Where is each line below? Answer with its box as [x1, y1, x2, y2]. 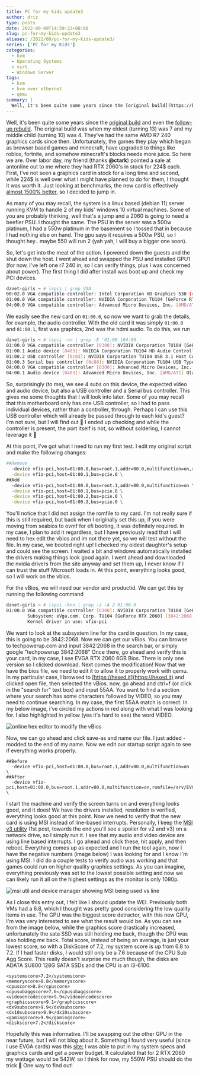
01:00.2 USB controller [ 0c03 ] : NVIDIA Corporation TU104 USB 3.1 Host [6, 354, 187, 360]
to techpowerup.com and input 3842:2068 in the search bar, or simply [6, 642, 178, 649]
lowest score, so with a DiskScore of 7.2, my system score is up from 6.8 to [6, 943, 190, 950]
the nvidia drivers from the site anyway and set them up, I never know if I [6, 560, 184, 567]
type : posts [6, 20, 36, 26]
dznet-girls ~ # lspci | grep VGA [6, 285, 92, 291]
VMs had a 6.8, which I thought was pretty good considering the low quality [6, 905, 191, 912]
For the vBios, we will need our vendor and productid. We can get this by [6, 584, 184, 591]
